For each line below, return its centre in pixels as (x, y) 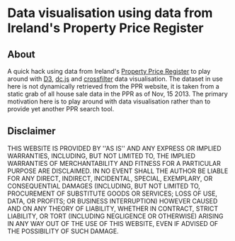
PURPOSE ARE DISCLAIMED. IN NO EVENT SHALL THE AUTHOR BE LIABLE (118, 171)
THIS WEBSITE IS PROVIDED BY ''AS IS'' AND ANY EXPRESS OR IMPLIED (114, 148)
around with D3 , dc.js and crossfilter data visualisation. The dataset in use (115, 79)
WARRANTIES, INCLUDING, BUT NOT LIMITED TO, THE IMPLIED (102, 156)
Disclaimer (31, 131)
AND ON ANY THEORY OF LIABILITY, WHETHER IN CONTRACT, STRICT (113, 208)
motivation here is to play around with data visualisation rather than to (109, 101)
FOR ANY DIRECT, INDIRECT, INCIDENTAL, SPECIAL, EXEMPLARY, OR (110, 178)
